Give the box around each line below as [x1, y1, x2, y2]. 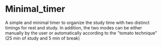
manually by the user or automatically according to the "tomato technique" [5, 30, 158, 36]
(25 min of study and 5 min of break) [5, 35, 80, 41]
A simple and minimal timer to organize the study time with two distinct [5, 20, 150, 25]
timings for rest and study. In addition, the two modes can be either [5, 24, 142, 30]
